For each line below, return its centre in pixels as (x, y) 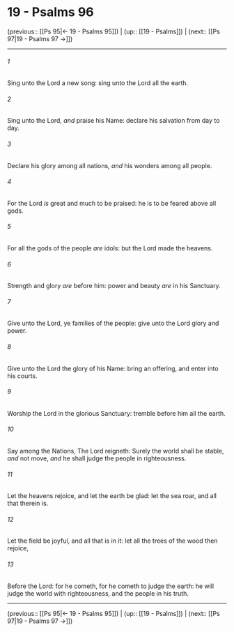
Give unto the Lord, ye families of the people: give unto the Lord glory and (113, 323)
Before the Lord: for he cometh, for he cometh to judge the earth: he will (111, 586)
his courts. (23, 376)
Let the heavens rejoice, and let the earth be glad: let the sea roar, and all (112, 496)
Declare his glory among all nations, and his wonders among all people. (110, 165)
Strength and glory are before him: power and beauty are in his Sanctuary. (114, 286)
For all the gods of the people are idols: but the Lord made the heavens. (110, 248)
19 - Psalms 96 (50, 12)
